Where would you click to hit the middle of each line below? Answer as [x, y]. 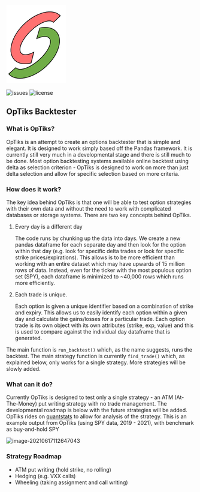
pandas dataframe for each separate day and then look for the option [100, 244]
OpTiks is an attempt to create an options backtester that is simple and [93, 142]
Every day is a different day [49, 226]
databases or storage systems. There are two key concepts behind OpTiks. [99, 215]
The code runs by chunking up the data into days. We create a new [98, 238]
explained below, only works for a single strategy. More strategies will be [96, 362]
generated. [28, 338]
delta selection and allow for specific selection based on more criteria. [93, 173]
